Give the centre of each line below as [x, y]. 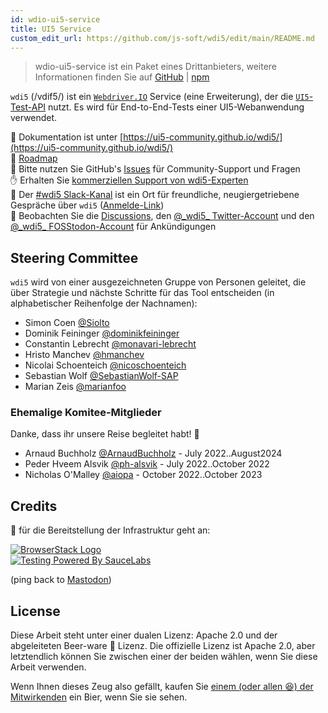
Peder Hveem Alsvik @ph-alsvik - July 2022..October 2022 [147, 464]
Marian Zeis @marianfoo [75, 387]
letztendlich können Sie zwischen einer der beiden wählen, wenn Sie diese [164, 657]
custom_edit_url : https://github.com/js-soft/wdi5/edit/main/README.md [162, 38]
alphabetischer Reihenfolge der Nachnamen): [104, 303]
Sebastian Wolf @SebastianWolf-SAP [101, 376]
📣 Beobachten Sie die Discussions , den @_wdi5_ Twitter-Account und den [162, 216]
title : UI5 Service [51, 29]
